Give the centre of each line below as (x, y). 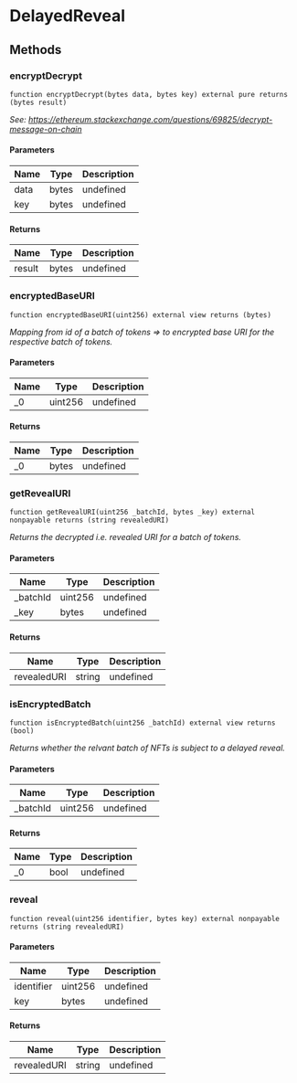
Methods (36, 50)
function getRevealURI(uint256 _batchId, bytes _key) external (133, 513)
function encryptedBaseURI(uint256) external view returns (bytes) (141, 315)
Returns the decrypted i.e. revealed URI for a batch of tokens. (126, 537)
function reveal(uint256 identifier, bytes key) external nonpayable (145, 918)
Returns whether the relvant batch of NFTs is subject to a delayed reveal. (148, 748)
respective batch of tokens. (61, 341)
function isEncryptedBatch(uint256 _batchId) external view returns (143, 723)
